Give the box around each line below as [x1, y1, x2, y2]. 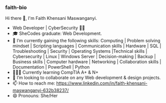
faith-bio [5, 4, 27, 11]
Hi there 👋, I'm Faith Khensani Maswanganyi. [5, 15, 97, 21]
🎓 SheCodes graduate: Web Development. [12, 30, 102, 36]
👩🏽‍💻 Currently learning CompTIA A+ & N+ [12, 69, 99, 76]
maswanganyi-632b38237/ [12, 88, 69, 94]
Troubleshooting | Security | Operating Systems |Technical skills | [12, 48, 147, 54]
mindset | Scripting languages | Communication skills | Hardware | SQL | [12, 43, 161, 49]
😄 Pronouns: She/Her [12, 93, 58, 99]
